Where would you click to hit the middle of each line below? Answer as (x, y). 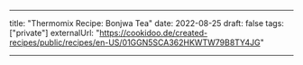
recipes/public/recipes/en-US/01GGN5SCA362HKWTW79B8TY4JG (135, 42)
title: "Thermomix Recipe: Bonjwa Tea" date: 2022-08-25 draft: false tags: (147, 23)
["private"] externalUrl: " (55, 33)
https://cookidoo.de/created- (153, 33)
